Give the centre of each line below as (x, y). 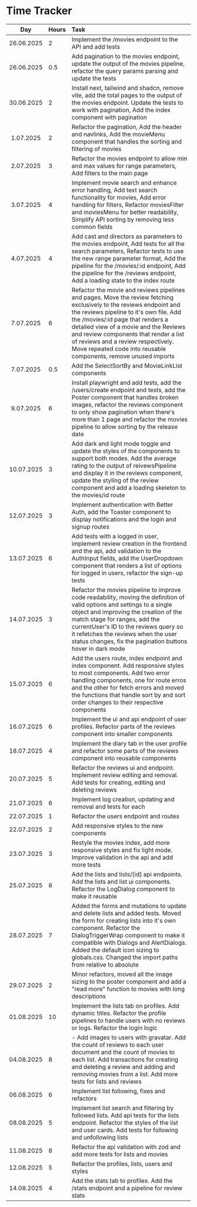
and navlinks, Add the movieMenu (118, 134)
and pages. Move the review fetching (123, 297)
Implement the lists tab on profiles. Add (125, 1005)
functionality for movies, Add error (119, 197)
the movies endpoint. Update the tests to (127, 102)
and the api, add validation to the (116, 551)
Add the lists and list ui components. (121, 881)
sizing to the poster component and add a (129, 981)
